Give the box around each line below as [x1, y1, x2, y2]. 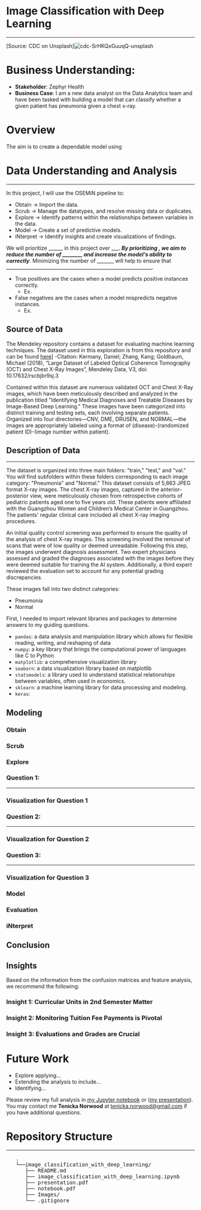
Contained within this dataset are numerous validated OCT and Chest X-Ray [6, 383, 193, 390]
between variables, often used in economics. [14, 678, 126, 685]
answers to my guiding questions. [6, 621, 90, 629]
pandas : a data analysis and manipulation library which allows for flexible [14, 633, 193, 640]
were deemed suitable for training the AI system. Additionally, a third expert [6, 561, 193, 568]
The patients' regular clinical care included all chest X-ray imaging [6, 511, 169, 518]
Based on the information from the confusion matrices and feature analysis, [6, 977, 193, 984]
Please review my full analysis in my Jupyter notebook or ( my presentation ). [6, 1096, 193, 1103]
